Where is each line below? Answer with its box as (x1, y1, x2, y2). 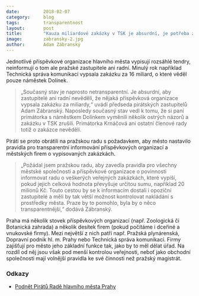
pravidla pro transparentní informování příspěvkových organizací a (6, 143, 168, 151)
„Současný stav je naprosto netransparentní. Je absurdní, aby (20, 88, 172, 95)
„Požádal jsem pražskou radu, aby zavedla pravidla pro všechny (20, 161, 177, 169)
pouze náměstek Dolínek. (6, 76, 68, 83)
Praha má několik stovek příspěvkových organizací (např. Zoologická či (6, 217, 179, 224)
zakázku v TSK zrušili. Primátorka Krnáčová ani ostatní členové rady (20, 120, 188, 127)
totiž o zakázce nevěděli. (20, 126, 82, 133)
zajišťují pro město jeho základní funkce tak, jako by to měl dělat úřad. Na (6, 242, 185, 249)
